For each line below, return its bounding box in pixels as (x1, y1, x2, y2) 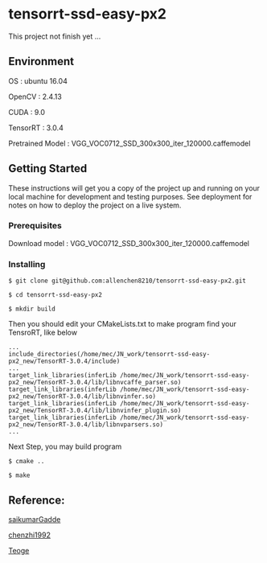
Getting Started (8, 162, 88, 175)
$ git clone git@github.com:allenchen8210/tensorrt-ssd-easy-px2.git (8, 277, 247, 286)
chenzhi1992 (8, 530, 51, 540)
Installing (8, 258, 46, 269)
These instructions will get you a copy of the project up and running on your (8, 183, 260, 193)
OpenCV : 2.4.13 (8, 92, 62, 101)
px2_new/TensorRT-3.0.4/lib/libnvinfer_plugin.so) (8, 407, 182, 415)
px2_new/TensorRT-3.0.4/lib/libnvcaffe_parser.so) (8, 379, 182, 387)
